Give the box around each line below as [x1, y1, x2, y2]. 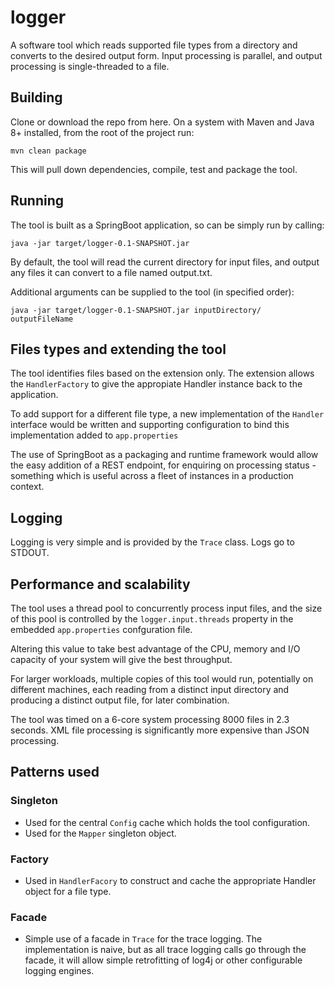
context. [10, 481, 45, 493]
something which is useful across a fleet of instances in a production [10, 470, 294, 482]
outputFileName [10, 314, 74, 324]
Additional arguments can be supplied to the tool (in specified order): [10, 286, 295, 298]
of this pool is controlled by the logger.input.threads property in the [10, 613, 294, 625]
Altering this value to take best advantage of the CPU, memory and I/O [10, 643, 301, 655]
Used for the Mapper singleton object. [24, 827, 177, 839]
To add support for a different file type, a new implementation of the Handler [10, 408, 325, 420]
